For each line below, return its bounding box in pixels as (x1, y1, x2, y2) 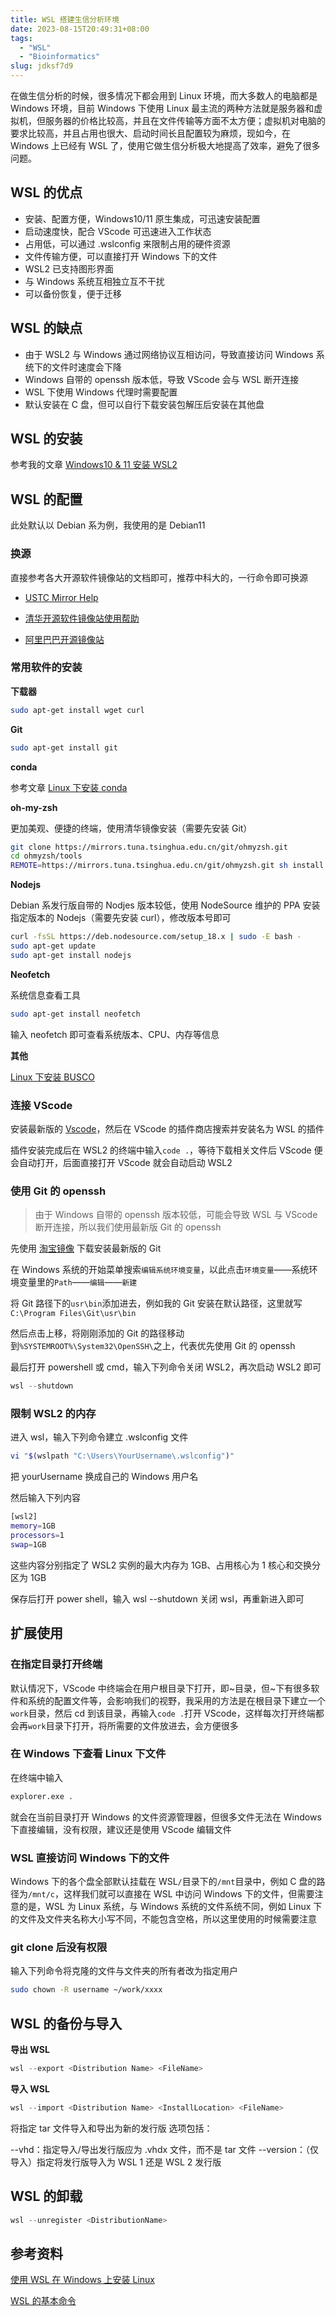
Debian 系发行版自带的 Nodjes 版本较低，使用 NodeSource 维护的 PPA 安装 (10, 899, 321, 911)
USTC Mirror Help (24, 591, 99, 603)
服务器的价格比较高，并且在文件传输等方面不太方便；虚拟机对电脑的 (44, 115, 326, 126)
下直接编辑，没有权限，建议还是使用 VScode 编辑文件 (10, 1823, 232, 1835)
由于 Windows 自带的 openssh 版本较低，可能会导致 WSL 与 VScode (34, 1209, 318, 1221)
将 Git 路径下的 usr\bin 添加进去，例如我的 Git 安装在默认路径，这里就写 (10, 1297, 303, 1310)
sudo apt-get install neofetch (10, 1009, 141, 1019)
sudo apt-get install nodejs (10, 950, 132, 960)
